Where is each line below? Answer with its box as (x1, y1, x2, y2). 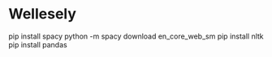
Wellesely (8, 5, 77, 23)
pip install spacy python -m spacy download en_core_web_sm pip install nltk (8, 31, 264, 41)
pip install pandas (8, 39, 67, 49)
